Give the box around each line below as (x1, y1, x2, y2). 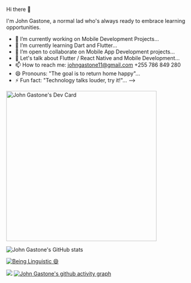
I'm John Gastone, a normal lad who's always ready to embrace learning (6, 17, 186, 24)
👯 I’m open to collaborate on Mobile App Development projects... (14, 48, 175, 55)
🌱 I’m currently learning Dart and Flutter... (14, 42, 118, 49)
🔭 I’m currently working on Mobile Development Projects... (14, 35, 159, 42)
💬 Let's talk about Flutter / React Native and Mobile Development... (14, 55, 180, 61)
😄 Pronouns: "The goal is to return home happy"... (14, 70, 141, 77)
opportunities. (6, 24, 41, 31)
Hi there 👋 (6, 6, 31, 13)
